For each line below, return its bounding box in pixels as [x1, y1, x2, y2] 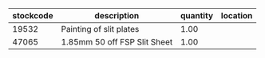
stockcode [12, 10, 53, 21]
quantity [180, 10, 214, 21]
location [220, 10, 253, 21]
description [94, 10, 140, 21]
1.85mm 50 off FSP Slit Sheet [61, 37, 173, 47]
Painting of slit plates [61, 24, 140, 34]
